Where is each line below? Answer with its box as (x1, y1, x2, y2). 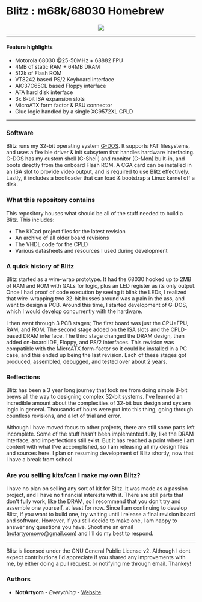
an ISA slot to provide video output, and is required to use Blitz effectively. (6, 168, 189, 176)
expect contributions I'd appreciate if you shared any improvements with (6, 553, 186, 560)
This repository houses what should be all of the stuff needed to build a (6, 209, 183, 217)
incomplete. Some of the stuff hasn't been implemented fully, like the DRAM (6, 430, 194, 438)
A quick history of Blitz (6, 262, 74, 270)
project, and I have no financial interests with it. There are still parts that (6, 491, 184, 498)
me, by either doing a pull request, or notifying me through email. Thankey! (6, 560, 191, 567)
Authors (6, 575, 31, 583)
